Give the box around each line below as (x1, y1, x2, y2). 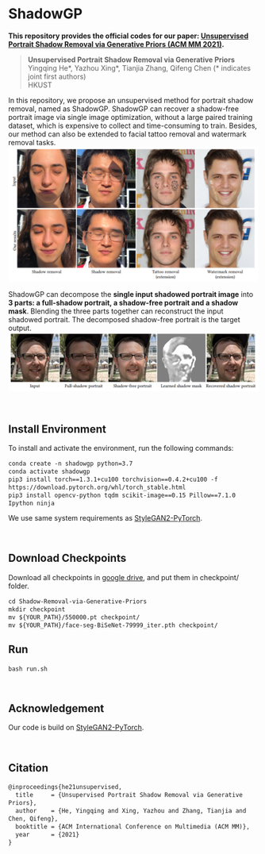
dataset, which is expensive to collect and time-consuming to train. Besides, (8, 121, 258, 130)
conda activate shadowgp (8, 467, 90, 476)
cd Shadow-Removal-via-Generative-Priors (8, 597, 148, 606)
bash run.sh (8, 664, 48, 673)
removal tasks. (8, 137, 56, 147)
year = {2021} (15, 831, 80, 839)
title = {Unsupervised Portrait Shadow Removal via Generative (15, 791, 244, 799)
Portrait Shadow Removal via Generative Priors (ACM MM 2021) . (8, 39, 225, 48)
